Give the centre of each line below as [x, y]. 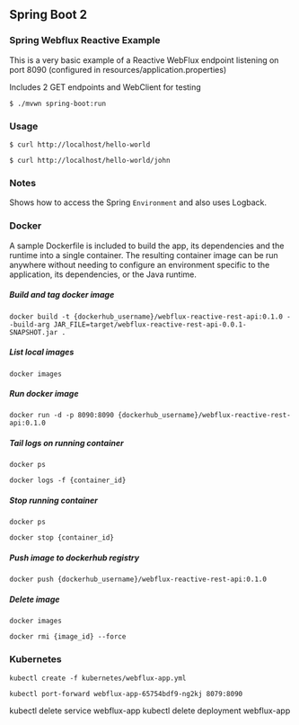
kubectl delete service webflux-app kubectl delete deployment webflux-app [150, 711]
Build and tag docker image [62, 295]
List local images [42, 352]
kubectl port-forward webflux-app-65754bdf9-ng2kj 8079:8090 [126, 694]
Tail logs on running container [66, 443]
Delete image [35, 599]
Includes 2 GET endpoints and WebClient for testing [106, 87]
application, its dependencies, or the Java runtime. [103, 274]
